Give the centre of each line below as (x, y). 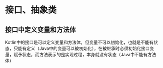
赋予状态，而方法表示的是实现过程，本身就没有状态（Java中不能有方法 (85, 55)
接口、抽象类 (31, 10)
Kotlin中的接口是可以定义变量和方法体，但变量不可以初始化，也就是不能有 (79, 42)
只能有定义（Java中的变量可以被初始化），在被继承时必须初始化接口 (82, 48)
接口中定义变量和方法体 (40, 30)
